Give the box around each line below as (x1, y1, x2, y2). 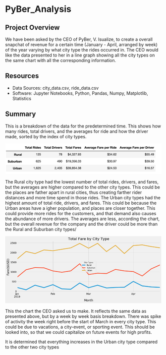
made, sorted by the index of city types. (5, 133, 87, 139)
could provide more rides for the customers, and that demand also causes (5, 210, 157, 216)
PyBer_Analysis (5, 3, 72, 15)
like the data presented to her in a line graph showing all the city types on (5, 52, 155, 58)
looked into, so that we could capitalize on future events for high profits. (5, 329, 152, 335)
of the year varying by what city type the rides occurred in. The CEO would (5, 47, 159, 53)
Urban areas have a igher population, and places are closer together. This (5, 205, 156, 211)
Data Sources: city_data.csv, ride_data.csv (12, 85, 99, 91)
